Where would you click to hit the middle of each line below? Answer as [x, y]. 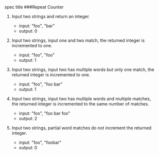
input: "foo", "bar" [37, 26]
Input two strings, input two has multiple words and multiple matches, [81, 99]
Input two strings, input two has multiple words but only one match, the [83, 69]
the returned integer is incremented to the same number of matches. [80, 104]
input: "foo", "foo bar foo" [44, 113]
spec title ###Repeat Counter [34, 7]
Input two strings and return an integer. [51, 16]
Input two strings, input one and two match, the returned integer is [78, 40]
